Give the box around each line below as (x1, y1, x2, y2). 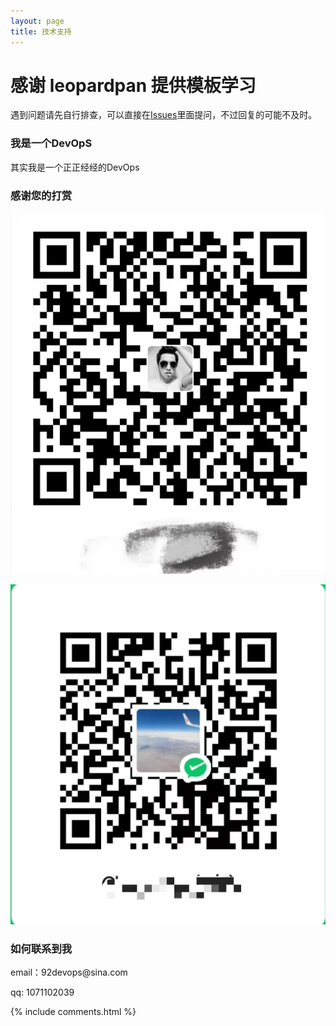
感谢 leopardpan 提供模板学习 (10, 74, 257, 97)
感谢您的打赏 (10, 188, 73, 202)
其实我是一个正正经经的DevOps (10, 161, 140, 173)
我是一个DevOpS (10, 136, 93, 150)
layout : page (10, 16, 65, 26)
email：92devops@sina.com (10, 966, 128, 979)
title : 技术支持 (10, 26, 72, 37)
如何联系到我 (10, 941, 73, 955)
